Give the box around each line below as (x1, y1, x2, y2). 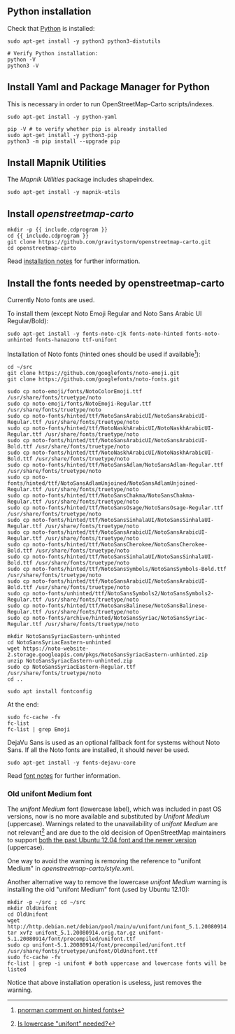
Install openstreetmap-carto (7, 208, 134, 220)
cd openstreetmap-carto (7, 245, 77, 252)
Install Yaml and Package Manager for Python (7, 81, 210, 93)
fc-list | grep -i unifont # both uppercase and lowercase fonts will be (7, 960, 227, 967)
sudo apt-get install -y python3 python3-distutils (7, 38, 161, 45)
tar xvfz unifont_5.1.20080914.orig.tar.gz (7, 929, 136, 936)
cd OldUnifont (7, 911, 49, 918)
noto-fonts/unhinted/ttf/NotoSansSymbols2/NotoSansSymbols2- (32, 590, 215, 597)
